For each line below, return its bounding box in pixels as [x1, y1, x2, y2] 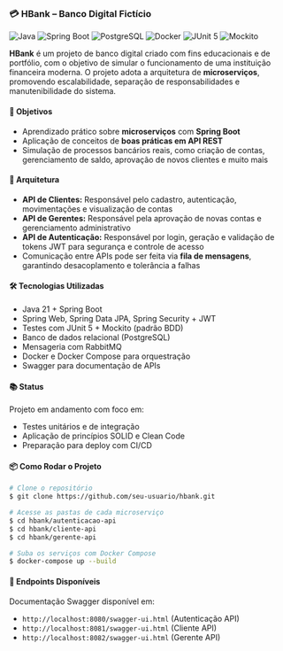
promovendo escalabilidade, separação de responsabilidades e [9, 76, 241, 87]
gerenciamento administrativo [21, 222, 131, 233]
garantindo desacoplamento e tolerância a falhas [21, 260, 201, 270]
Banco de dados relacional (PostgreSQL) [21, 331, 171, 343]
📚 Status [9, 381, 44, 391]
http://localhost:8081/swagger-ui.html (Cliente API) [21, 623, 218, 633]
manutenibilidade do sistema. [9, 86, 117, 97]
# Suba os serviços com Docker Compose [9, 548, 157, 558]
